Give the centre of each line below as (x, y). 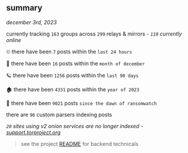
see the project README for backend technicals (79, 144)
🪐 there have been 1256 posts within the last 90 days (72, 75)
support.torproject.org (33, 132)
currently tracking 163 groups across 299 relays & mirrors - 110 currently (94, 34)
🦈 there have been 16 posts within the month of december (76, 63)
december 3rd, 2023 (32, 22)
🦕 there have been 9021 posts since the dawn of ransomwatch (82, 103)
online (14, 40)
